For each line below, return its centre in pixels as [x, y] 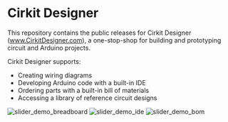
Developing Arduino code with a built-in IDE [82, 82]
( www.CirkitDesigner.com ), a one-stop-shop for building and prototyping [114, 40]
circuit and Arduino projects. [49, 48]
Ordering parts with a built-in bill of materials [83, 90]
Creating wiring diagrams [55, 75]
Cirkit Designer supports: [44, 61]
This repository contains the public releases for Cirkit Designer [99, 33]
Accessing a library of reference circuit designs [87, 98]
